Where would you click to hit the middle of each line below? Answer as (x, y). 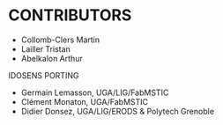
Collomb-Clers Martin (60, 40)
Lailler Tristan (46, 48)
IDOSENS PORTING (44, 75)
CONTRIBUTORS (70, 15)
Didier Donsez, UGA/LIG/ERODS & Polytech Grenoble (118, 111)
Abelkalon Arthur (52, 58)
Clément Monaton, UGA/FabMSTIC (85, 101)
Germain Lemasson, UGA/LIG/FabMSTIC (95, 92)
